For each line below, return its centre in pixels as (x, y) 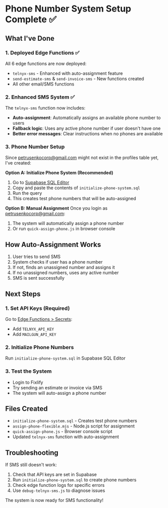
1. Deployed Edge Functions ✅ (43, 52)
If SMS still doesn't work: (31, 465)
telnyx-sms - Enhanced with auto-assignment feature (68, 73)
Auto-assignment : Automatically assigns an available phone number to (87, 118)
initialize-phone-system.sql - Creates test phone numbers (75, 421)
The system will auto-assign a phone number (59, 393)
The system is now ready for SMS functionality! (54, 500)
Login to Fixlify (28, 382)
